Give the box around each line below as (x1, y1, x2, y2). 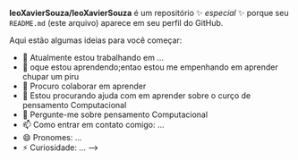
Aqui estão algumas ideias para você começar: (9, 35, 183, 46)
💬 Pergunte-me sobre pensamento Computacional (21, 109, 209, 120)
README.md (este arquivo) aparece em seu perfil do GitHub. (9, 18, 224, 28)
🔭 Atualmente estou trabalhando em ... (21, 53, 164, 63)
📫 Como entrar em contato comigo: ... (21, 120, 165, 130)
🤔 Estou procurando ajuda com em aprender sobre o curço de (21, 90, 251, 101)
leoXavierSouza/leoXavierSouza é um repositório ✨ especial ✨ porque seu (9, 8, 289, 18)
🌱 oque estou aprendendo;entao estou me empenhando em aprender (21, 62, 279, 72)
